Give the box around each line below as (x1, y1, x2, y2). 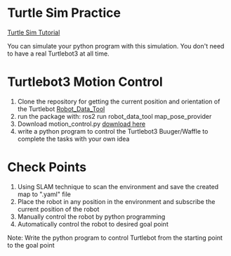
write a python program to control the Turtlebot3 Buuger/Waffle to (17, 127, 209, 135)
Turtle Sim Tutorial (7, 28, 60, 37)
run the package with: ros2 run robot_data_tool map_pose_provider (17, 112, 212, 120)
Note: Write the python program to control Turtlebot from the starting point (7, 233, 223, 242)
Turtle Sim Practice (7, 5, 121, 21)
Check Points (7, 160, 87, 175)
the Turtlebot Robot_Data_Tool (17, 104, 105, 113)
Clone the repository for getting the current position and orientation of (17, 97, 220, 105)
